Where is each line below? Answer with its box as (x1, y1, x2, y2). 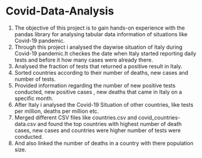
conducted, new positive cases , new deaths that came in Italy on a (14, 88, 183, 95)
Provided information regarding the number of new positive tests (14, 81, 176, 89)
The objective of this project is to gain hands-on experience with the (14, 24, 185, 31)
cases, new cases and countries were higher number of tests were (14, 127, 181, 134)
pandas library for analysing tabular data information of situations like (14, 30, 188, 37)
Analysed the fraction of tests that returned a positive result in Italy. (14, 62, 183, 70)
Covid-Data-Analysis (5, 4, 114, 18)
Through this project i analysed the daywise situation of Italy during (14, 43, 183, 51)
